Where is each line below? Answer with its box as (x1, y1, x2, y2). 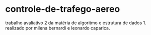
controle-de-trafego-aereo (5, 3, 120, 15)
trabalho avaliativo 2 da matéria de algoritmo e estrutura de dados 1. (5, 20, 147, 26)
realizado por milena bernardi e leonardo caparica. (5, 25, 110, 31)
